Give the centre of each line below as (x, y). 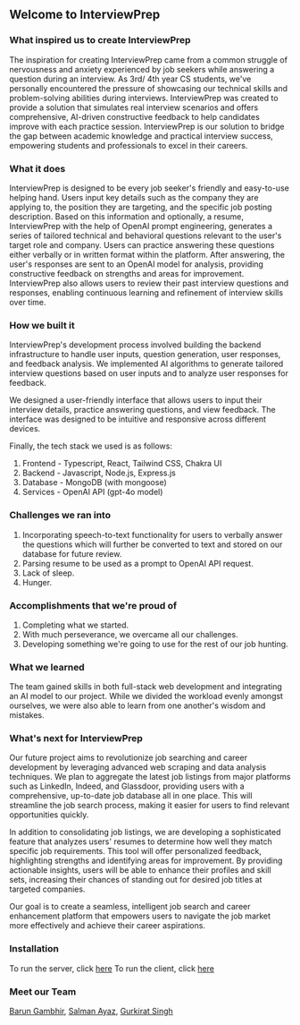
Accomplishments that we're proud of (93, 605)
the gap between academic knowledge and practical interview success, (142, 136)
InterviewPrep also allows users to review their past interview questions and (149, 283)
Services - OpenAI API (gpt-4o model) (92, 492)
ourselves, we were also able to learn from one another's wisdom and (137, 705)
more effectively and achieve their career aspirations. (107, 926)
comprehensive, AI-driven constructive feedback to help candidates (135, 116)
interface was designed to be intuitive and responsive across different (137, 419)
